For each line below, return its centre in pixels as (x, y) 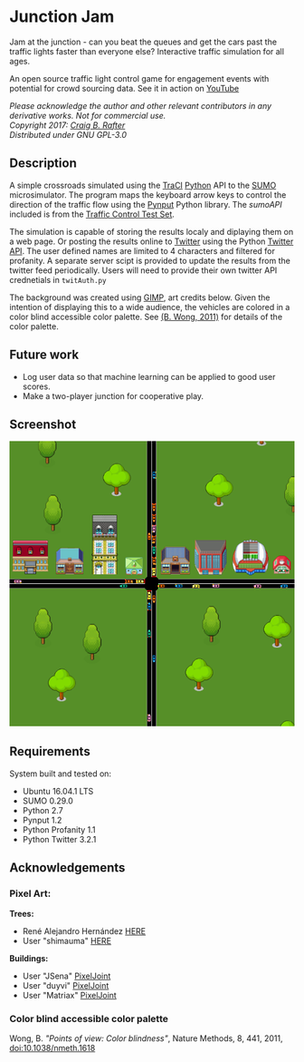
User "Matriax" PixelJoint (70, 995)
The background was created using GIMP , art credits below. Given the (140, 297)
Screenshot (43, 424)
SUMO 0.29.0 (48, 801)
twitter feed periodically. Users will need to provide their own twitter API (143, 270)
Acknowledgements (67, 868)
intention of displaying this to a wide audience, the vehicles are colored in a (150, 307)
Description (43, 164)
